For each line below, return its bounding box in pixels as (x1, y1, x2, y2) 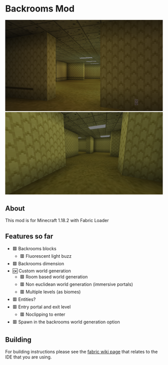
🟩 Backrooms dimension (12, 261, 64, 267)
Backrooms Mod (5, 3, 75, 15)
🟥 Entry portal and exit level (12, 304, 71, 310)
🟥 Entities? (12, 296, 36, 302)
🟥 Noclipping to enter (19, 311, 65, 317)
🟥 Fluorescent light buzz (19, 253, 71, 259)
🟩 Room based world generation (19, 274, 88, 280)
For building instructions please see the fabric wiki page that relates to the (5, 349, 158, 355)
